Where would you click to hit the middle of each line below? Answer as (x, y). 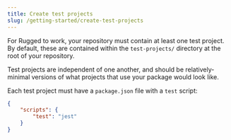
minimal (19, 77)
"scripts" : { (39, 110)
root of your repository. (41, 56)
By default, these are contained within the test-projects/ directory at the (114, 48)
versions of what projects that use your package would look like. (125, 77)
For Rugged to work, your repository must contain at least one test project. (116, 40)
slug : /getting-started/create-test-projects (75, 21)
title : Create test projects (50, 14)
